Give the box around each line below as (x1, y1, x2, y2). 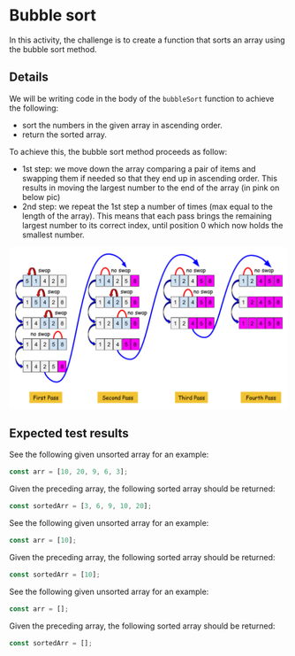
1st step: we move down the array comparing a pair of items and (21, 163, 256, 174)
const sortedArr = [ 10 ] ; (9, 570, 101, 580)
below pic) (21, 191, 61, 202)
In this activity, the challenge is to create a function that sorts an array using (9, 35, 285, 45)
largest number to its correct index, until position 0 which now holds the (21, 220, 284, 230)
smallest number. (21, 229, 86, 240)
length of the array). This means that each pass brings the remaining (21, 210, 272, 221)
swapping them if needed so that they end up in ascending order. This (21, 173, 278, 183)
